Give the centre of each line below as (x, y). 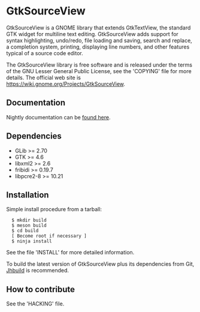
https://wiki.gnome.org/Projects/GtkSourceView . (66, 84)
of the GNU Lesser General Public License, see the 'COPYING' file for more (99, 71)
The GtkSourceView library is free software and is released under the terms (99, 65)
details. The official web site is (43, 77)
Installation (28, 195)
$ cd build (25, 231)
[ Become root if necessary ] (49, 236)
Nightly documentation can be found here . (58, 117)
